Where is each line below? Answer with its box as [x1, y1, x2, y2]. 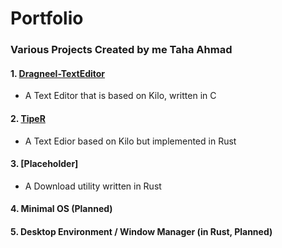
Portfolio [10, 7, 84, 30]
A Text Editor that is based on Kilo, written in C [24, 90, 217, 102]
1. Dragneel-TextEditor [10, 67, 106, 79]
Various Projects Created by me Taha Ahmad [10, 43, 233, 57]
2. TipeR [10, 112, 46, 124]
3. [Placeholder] [10, 158, 79, 170]
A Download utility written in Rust [24, 180, 162, 192]
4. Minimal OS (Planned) [10, 203, 113, 215]
